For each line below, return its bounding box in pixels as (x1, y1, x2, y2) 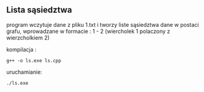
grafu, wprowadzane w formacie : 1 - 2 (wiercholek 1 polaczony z (6, 27, 170, 35)
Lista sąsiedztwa (6, 5, 72, 15)
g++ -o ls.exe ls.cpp (6, 57, 62, 63)
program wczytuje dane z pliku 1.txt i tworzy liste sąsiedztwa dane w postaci (6, 21, 199, 28)
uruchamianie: (6, 68, 43, 76)
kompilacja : (6, 46, 37, 53)
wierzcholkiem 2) (6, 34, 50, 41)
